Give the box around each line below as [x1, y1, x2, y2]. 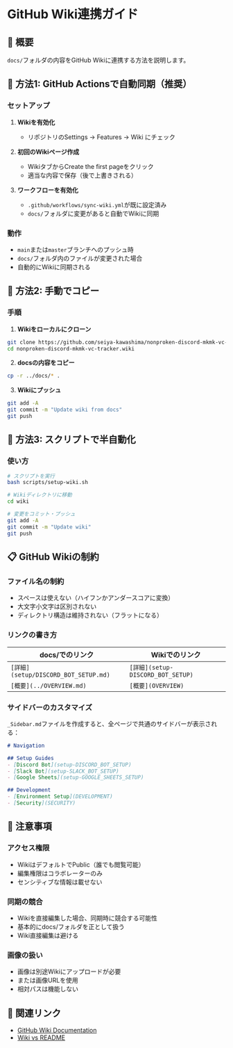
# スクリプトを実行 [7, 472, 55, 480]
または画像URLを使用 [17, 976, 78, 985]
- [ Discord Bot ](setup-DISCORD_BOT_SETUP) [7, 761, 132, 768]
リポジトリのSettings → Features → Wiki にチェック [27, 133, 175, 141]
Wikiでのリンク [150, 650, 201, 659]
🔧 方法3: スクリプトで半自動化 [7, 434, 137, 446]
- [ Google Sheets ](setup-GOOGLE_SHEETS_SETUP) [7, 774, 144, 781]
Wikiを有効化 [17, 118, 55, 126]
